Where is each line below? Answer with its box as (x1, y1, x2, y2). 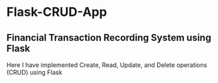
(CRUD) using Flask (6, 68, 63, 76)
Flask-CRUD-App (6, 4, 107, 20)
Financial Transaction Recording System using (6, 32, 212, 44)
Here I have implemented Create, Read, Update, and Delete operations (6, 61, 208, 69)
